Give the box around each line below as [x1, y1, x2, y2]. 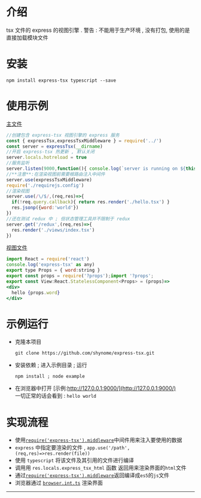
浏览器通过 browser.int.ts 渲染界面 [14, 479, 103, 487]
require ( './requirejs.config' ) [6, 182, 84, 188]
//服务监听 [6, 160, 30, 166]
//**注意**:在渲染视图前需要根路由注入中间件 [6, 171, 106, 177]
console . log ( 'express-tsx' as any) [6, 262, 95, 268]
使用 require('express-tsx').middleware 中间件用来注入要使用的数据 [14, 436, 182, 444]
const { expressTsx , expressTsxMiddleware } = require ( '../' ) [6, 137, 162, 144]
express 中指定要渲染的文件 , [14, 444, 86, 451]
